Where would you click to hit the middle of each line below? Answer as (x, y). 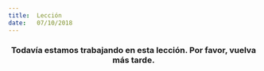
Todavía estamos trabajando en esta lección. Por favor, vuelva (134, 50)
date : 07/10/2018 (41, 23)
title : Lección (35, 15)
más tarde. (134, 60)
